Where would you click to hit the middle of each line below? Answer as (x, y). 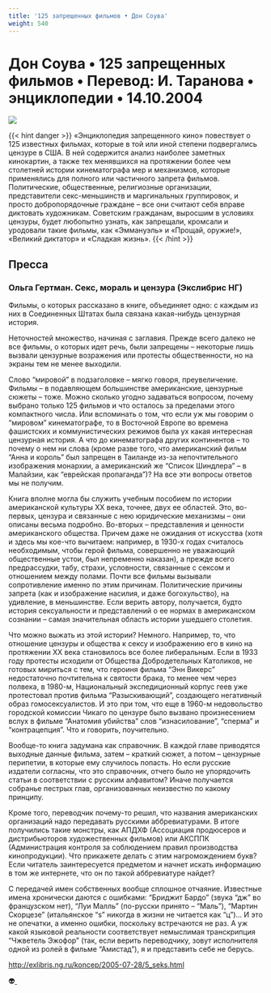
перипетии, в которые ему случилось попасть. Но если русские (120, 763)
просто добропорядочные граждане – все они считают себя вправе (127, 204)
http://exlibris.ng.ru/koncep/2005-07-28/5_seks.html (96, 965)
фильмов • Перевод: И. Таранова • (131, 81)
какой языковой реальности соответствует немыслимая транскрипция (132, 932)
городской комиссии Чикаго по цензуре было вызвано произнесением (132, 713)
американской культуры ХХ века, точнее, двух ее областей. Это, (121, 507)
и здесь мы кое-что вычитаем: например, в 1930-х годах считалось (126, 542)
